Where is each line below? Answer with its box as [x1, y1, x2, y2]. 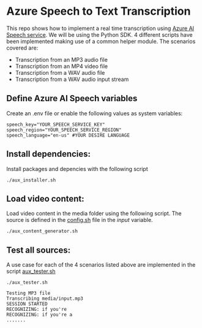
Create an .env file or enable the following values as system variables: [6, 109, 183, 117]
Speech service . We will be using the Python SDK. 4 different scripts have [6, 31, 193, 38]
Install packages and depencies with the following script [6, 165, 148, 172]
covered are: [6, 44, 39, 51]
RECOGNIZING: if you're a [6, 311, 72, 318]
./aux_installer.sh [6, 177, 56, 183]
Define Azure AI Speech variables [6, 93, 138, 104]
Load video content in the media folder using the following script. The [6, 210, 182, 217]
